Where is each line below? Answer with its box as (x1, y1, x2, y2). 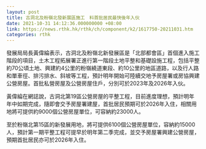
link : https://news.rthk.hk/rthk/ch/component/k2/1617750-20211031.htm (6, 26, 193, 32)
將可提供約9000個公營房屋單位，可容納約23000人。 (11, 108, 144, 115)
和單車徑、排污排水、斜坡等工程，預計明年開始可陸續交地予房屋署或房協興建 (6, 72, 200, 79)
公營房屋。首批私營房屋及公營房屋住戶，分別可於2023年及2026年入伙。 (6, 80, 189, 87)
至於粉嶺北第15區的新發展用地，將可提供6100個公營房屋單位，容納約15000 (6, 121, 196, 128)
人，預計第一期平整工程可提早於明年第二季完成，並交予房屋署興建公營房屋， (6, 129, 200, 136)
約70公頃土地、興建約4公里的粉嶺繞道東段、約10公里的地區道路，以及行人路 (6, 65, 199, 72)
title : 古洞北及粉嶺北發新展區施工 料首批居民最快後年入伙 (6, 15, 140, 21)
